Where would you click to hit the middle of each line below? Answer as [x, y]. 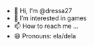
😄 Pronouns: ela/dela [45, 36]
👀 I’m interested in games [50, 18]
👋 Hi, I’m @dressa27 [43, 11]
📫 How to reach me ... [46, 26]
